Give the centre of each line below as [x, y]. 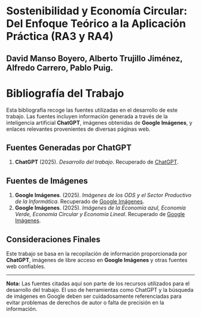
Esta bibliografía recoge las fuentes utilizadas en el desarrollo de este [92, 110]
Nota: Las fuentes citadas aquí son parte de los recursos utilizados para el [98, 283]
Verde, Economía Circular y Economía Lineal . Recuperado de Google [100, 214]
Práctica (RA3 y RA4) [60, 36]
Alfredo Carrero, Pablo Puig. [60, 68]
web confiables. [26, 266]
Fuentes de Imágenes [47, 181]
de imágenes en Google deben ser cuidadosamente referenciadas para [94, 296]
